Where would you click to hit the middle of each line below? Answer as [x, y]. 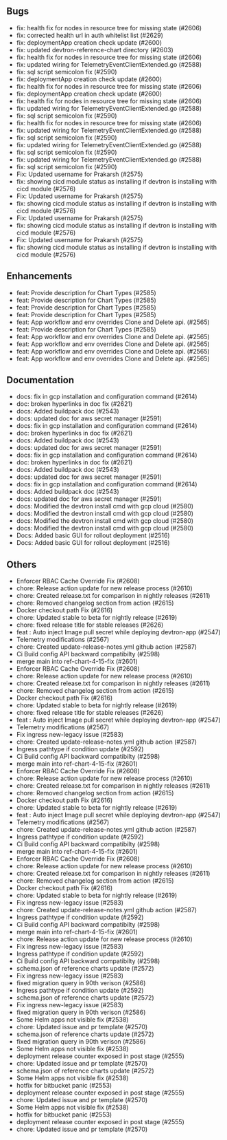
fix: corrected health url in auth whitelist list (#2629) [90, 35]
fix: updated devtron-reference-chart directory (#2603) [95, 50]
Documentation [40, 380]
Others [22, 564]
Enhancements [39, 276]
